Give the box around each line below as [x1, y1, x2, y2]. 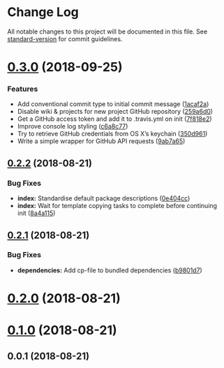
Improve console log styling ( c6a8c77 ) [17, 122, 128, 131]
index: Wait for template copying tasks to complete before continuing [17, 202, 218, 210]
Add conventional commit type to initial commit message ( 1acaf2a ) [17, 100, 209, 108]
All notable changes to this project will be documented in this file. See [7, 27, 208, 36]
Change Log [7, 4, 79, 20]
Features [7, 84, 38, 94]
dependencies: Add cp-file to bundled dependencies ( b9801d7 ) [17, 266, 202, 274]
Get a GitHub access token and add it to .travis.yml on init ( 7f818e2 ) [17, 115, 212, 123]
